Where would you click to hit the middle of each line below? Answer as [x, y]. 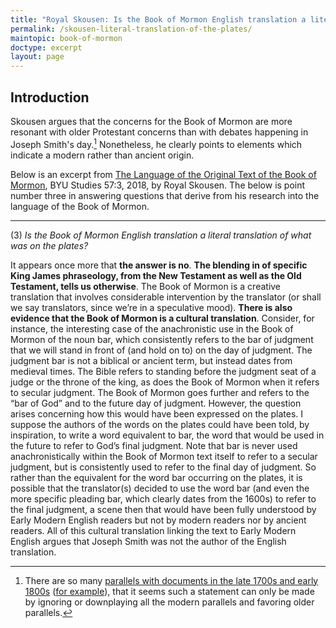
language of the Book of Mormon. [80, 206]
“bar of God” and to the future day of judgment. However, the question [156, 403]
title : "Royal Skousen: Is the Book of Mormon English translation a [158, 19]
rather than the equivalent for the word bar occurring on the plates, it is [156, 477]
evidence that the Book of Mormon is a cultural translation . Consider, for [162, 318]
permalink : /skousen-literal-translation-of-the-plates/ [131, 29]
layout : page [37, 57]
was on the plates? [49, 245]
